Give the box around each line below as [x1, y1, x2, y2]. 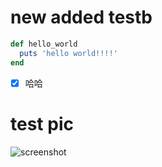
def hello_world [10, 39, 78, 49]
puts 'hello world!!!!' [19, 48, 118, 58]
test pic [10, 112, 74, 135]
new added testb [10, 6, 153, 29]
